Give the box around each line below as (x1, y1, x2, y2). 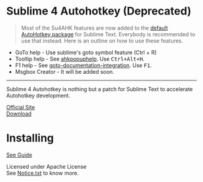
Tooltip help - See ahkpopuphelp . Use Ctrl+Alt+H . (14, 55, 145, 62)
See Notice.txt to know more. (6, 169, 79, 177)
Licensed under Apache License (6, 163, 87, 170)
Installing (6, 131, 54, 145)
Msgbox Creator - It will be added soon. (14, 68, 115, 75)
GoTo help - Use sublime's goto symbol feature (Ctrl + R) (14, 48, 157, 56)
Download (6, 110, 32, 117)
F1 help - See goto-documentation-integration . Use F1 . (14, 62, 152, 69)
